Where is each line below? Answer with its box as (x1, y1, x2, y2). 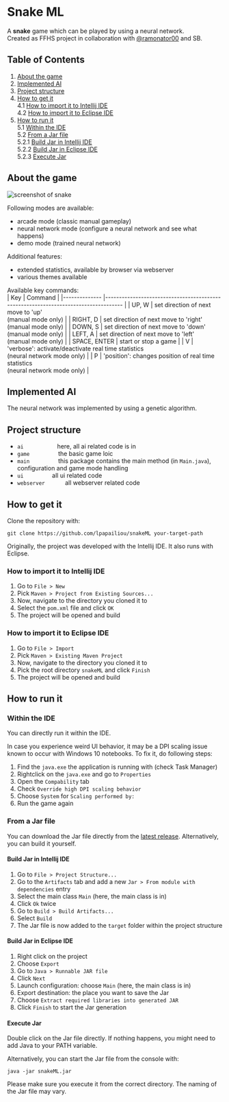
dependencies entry (16, 885, 71, 893)
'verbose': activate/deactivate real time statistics (7, 344, 144, 352)
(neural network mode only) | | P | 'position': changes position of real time (7, 351, 215, 360)
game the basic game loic (16, 450, 113, 458)
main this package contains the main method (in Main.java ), (16, 457, 212, 465)
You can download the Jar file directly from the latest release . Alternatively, (7, 832, 219, 840)
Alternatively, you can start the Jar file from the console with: (7, 1055, 179, 1063)
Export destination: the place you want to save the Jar (16, 988, 170, 996)
